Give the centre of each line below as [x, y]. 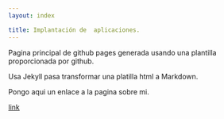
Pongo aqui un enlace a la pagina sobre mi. [79, 91]
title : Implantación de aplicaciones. [74, 30]
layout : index [32, 15]
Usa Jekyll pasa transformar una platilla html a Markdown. [103, 76]
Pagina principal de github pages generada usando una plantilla [112, 52]
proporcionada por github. [51, 61]
